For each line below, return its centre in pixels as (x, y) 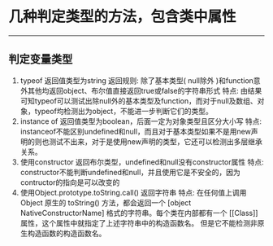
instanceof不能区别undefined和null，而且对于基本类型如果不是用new (136, 131)
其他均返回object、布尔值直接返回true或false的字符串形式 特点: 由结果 (145, 90)
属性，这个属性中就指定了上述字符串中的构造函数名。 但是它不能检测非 (139, 223)
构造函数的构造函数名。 (67, 233)
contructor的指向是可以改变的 (70, 182)
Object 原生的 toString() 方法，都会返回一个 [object (106, 202)
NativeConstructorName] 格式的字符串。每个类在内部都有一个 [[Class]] (139, 213)
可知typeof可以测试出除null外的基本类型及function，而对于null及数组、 (139, 101)
